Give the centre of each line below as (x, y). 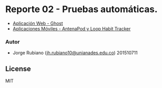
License (18, 69)
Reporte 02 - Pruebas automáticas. (82, 9)
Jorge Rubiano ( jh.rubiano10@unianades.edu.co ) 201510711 (75, 53)
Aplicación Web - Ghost (38, 23)
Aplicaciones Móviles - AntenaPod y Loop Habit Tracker (72, 28)
